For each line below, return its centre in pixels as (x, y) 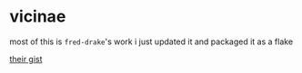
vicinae (38, 17)
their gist (26, 59)
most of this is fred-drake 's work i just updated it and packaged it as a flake (151, 41)
